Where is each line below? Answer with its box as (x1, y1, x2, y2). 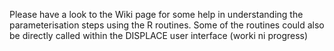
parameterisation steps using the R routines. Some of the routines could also (9, 19, 325, 31)
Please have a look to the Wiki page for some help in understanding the (9, 9, 304, 20)
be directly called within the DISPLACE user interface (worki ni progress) (9, 30, 309, 41)
